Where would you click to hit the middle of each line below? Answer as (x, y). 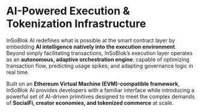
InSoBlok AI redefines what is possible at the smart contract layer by (91, 40)
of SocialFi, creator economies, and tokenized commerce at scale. (90, 102)
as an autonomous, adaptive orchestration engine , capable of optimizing (98, 59)
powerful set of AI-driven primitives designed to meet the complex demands (100, 96)
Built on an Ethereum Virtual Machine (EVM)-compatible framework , (93, 84)
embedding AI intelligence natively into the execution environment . (91, 47)
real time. (18, 72)
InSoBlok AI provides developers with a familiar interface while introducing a (100, 90)
